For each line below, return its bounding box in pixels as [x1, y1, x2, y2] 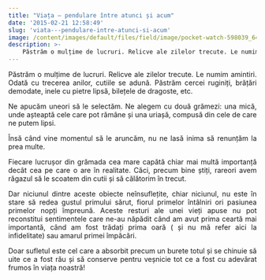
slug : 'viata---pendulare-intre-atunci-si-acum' [8, 26, 171, 34]
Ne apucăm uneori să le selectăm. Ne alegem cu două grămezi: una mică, [8, 101, 257, 111]
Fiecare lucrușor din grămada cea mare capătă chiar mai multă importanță [8, 157, 257, 166]
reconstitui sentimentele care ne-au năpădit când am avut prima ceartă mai [8, 214, 257, 223]
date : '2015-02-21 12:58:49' [8, 19, 104, 27]
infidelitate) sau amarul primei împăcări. [8, 231, 137, 240]
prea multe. [8, 142, 46, 151]
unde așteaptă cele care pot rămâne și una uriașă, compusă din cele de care [8, 110, 257, 119]
